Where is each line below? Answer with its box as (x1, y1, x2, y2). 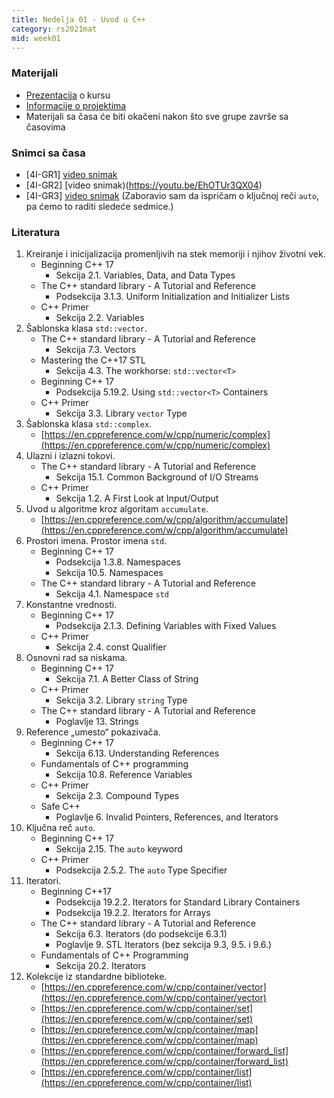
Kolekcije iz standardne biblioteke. (25, 971, 168, 983)
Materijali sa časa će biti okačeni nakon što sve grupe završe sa (25, 110, 289, 122)
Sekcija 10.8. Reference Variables (55, 769, 193, 781)
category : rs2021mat (11, 24, 98, 34)
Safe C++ (40, 801, 81, 813)
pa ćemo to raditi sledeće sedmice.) (25, 200, 174, 212)
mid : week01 (11, 33, 61, 43)
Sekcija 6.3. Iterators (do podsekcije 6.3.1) (55, 928, 228, 940)
